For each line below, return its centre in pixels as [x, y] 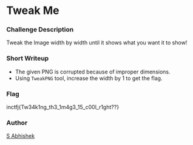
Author [17, 123]
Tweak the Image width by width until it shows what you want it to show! [97, 42]
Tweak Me [33, 11]
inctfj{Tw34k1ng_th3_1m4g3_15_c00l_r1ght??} [63, 107]
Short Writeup [28, 58]
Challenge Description [40, 30]
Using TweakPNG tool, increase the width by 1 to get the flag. [89, 78]
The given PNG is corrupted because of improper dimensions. [93, 72]
